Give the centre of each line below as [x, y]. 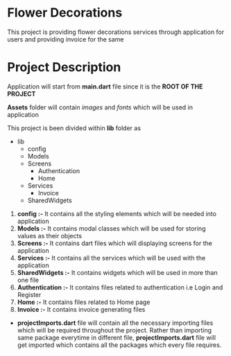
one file [28, 280]
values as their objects [49, 235]
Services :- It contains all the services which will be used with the [111, 258]
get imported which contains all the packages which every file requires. [119, 345]
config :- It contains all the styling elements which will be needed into [117, 213]
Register [29, 294]
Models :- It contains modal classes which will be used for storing [111, 228]
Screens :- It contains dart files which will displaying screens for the [115, 243]
